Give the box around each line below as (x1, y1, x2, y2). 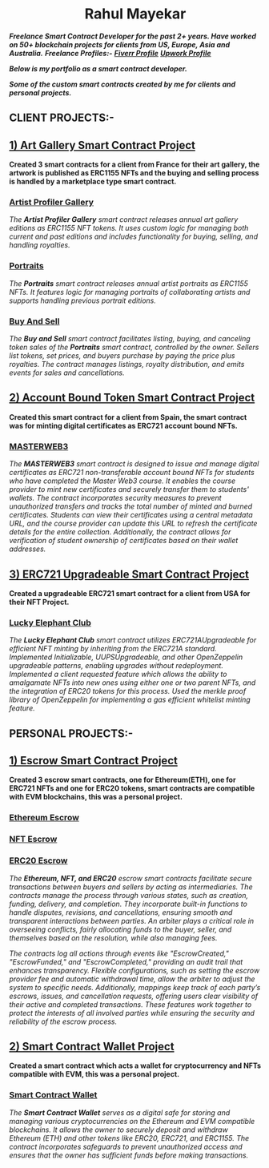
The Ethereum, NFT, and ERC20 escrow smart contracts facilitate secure (9, 873, 253, 883)
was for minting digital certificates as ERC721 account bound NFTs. (9, 421, 239, 430)
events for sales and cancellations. (9, 368, 125, 377)
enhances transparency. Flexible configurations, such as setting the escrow (9, 965, 260, 975)
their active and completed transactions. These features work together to (9, 999, 252, 1009)
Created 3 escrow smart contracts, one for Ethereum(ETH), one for (9, 775, 236, 785)
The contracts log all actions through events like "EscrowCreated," (9, 948, 229, 958)
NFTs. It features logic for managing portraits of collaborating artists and (9, 287, 251, 296)
